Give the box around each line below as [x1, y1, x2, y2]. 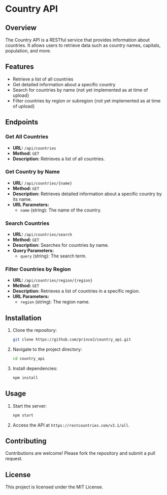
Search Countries [5, 220, 50, 227]
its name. [12, 196, 32, 202]
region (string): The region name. [20, 299, 90, 305]
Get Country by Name [5, 168, 60, 175]
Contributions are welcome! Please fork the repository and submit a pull [5, 450, 156, 456]
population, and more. [5, 48, 52, 54]
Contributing [5, 436, 47, 445]
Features [5, 62, 34, 71]
